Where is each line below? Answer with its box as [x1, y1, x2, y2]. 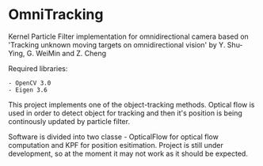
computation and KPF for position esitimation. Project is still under [8, 140, 223, 149]
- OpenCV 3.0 [8, 79, 51, 87]
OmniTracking [8, 6, 104, 24]
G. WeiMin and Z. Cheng [26, 48, 107, 58]
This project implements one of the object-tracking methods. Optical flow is [8, 100, 255, 109]
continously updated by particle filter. [8, 116, 131, 126]
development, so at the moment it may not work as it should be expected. [8, 149, 248, 158]
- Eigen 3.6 [8, 85, 48, 94]
